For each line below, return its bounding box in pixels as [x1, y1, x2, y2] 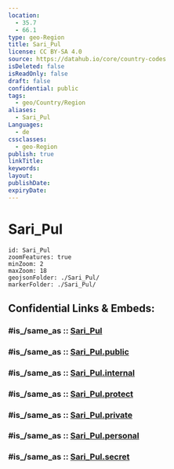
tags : [8, 92, 26, 100]
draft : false [8, 77, 51, 85]
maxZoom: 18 [8, 267, 47, 274]
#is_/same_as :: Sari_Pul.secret [8, 452, 130, 463]
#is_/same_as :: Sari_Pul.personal [8, 431, 140, 442]
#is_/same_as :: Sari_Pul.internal [8, 367, 136, 378]
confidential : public [8, 84, 79, 93]
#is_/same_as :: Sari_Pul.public [8, 346, 129, 357]
